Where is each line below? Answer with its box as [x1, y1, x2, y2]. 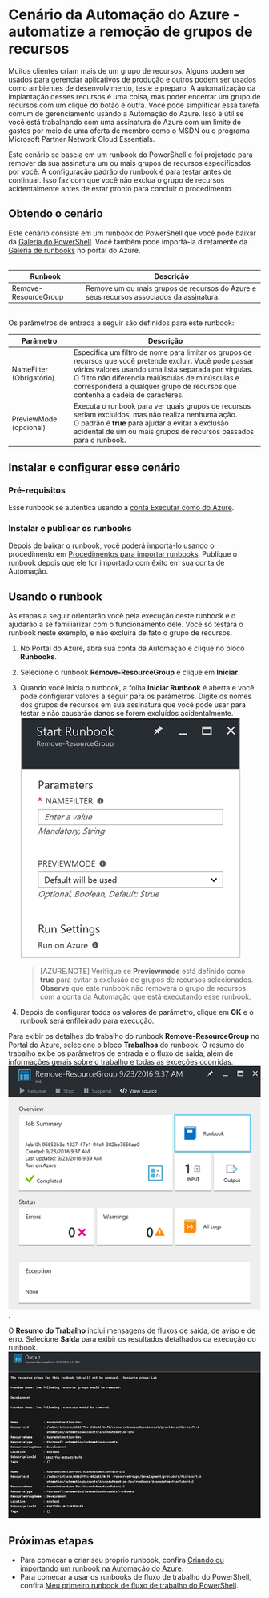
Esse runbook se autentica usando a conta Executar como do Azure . [8, 503, 235, 513]
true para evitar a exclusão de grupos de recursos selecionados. [39, 975, 254, 984]
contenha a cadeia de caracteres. [73, 390, 184, 400]
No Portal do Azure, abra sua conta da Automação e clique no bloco [19, 643, 245, 654]
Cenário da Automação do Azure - [8, 6, 240, 24]
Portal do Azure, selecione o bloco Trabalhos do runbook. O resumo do [8, 1040, 245, 1050]
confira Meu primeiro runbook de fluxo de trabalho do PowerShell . [19, 1580, 239, 1591]
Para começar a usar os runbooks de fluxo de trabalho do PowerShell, [19, 1572, 252, 1582]
